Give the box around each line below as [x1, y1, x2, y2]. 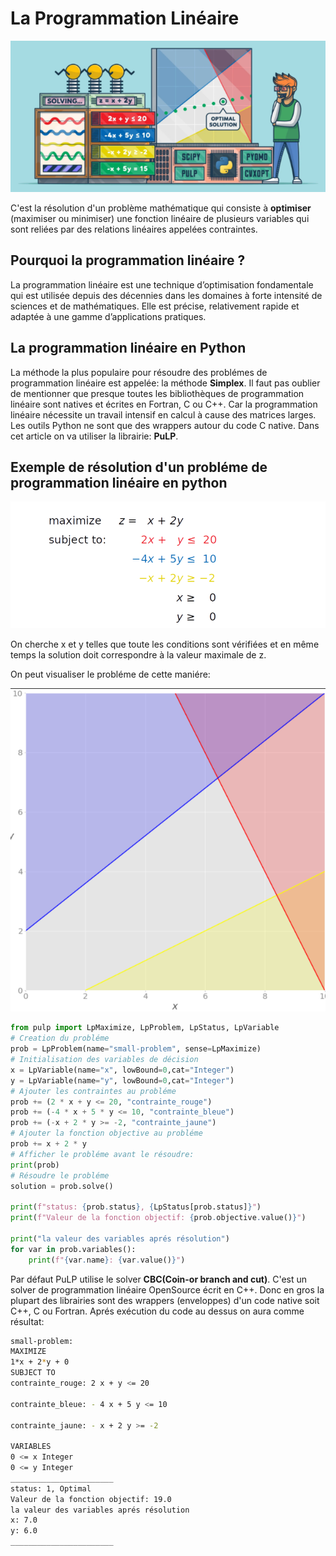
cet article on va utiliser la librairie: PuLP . [10, 430, 179, 442]
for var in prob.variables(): [10, 1244, 137, 1254]
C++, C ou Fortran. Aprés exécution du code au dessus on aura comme [10, 1305, 305, 1317]
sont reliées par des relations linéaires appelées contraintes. [10, 223, 258, 235]
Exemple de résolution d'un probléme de [10, 458, 268, 476]
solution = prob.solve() [10, 1181, 114, 1191]
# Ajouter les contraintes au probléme [10, 1086, 177, 1096]
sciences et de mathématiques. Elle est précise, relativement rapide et [10, 300, 300, 312]
